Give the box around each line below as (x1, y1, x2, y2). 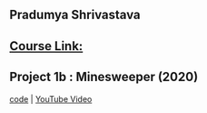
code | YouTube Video (9, 93, 93, 104)
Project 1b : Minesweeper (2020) (9, 69, 199, 85)
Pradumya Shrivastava (9, 7, 141, 23)
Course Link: (9, 38, 84, 54)
